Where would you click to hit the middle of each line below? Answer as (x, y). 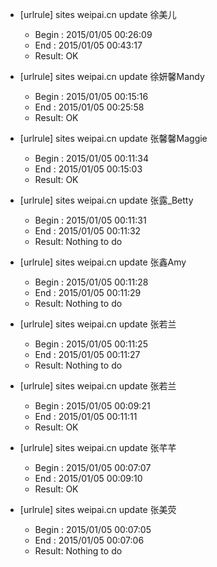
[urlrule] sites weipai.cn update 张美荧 (98, 509)
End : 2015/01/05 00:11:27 (87, 354)
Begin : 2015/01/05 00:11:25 (91, 344)
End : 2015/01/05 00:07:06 (89, 540)
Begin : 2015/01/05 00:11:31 (90, 220)
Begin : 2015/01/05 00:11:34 (91, 158)
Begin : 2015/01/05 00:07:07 (93, 467)
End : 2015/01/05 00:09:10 (88, 478)
